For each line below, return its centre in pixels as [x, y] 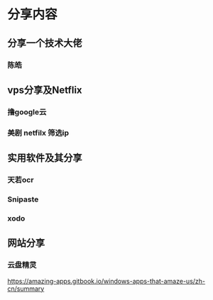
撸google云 [27, 112]
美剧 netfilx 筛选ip [38, 133]
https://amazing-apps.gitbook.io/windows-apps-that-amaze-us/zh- [106, 281]
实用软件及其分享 [45, 158]
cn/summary [26, 289]
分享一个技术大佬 [45, 43]
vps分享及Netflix [45, 90]
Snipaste [23, 199]
